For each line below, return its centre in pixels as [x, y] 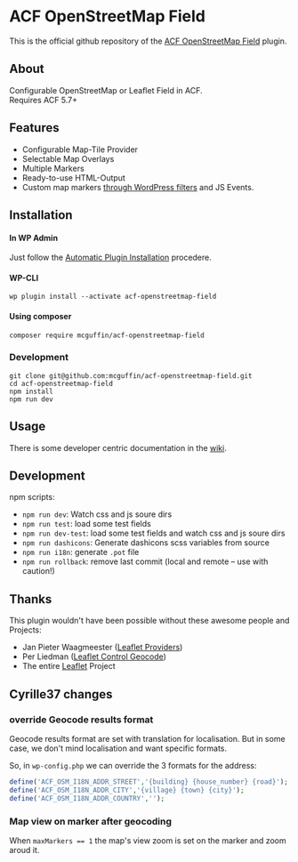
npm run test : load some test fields [86, 524]
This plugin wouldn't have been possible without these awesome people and [149, 621]
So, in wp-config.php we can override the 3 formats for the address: [133, 765]
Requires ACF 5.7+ [44, 100]
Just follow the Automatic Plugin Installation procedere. [110, 258]
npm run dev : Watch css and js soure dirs [97, 514]
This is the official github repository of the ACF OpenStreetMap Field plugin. [148, 41]
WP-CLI [24, 278]
